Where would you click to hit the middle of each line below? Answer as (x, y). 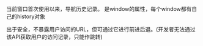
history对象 (31, 16)
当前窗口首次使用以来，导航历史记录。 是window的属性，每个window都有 (99, 9)
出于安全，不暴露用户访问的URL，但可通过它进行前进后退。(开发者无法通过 (101, 29)
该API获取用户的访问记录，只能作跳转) (54, 37)
